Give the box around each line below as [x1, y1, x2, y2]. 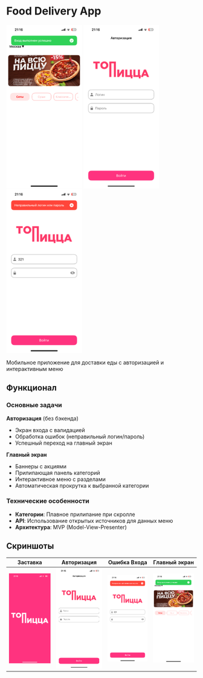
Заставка [17, 559, 42, 566]
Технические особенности [6, 497, 89, 505]
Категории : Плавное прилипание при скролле [14, 511, 135, 518]
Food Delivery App [6, 4, 101, 18]
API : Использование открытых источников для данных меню [14, 517, 173, 524]
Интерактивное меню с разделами [14, 476, 106, 483]
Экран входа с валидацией [14, 426, 85, 433]
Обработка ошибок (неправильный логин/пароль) [14, 433, 145, 440]
